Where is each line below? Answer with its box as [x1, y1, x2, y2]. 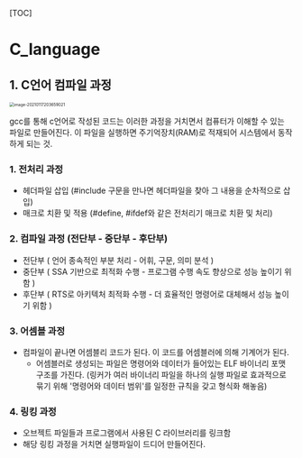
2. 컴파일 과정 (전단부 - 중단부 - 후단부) [9, 233, 169, 245]
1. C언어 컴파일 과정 [9, 77, 113, 93]
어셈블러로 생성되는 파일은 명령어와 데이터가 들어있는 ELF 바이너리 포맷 [35, 358, 287, 369]
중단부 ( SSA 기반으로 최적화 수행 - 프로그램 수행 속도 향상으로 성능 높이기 [22, 266, 282, 277]
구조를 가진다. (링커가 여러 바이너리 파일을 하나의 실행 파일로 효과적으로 [35, 369, 287, 380]
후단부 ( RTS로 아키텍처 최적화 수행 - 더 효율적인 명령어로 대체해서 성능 [22, 289, 273, 299]
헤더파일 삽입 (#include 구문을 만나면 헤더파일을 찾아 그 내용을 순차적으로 [22, 185, 281, 197]
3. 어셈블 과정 [9, 325, 66, 337]
